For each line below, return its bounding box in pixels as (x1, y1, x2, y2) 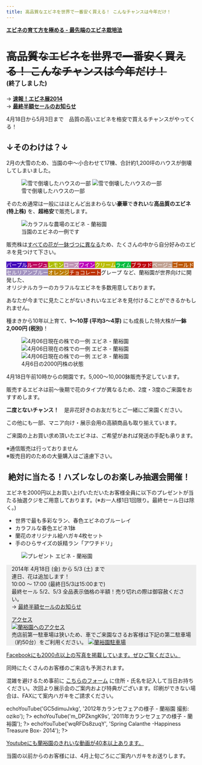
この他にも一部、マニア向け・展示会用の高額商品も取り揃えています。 (6, 419, 180, 427)
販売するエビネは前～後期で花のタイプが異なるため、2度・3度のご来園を (6, 386, 188, 393)
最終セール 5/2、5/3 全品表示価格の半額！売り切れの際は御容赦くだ (11, 588, 179, 595)
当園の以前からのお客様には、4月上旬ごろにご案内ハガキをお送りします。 (6, 752, 189, 760)
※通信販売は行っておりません (6, 445, 78, 452)
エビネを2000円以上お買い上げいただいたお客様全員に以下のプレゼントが (6, 489, 189, 496)
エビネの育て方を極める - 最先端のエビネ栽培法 (6, 26, 122, 33)
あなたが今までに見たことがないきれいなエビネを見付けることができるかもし (6, 297, 197, 304)
